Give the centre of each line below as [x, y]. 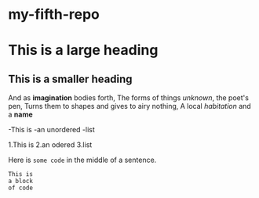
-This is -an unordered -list [52, 130]
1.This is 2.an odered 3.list [50, 145]
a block [21, 182]
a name [20, 114]
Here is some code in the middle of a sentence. [82, 160]
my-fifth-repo [54, 14]
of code [21, 188]
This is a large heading [83, 50]
